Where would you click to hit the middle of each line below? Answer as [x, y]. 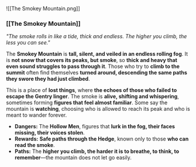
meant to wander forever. [37, 115]
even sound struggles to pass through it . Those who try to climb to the [93, 66]
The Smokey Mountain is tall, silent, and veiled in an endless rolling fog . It [97, 54]
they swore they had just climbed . [48, 79]
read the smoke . [35, 145]
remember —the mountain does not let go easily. [73, 158]
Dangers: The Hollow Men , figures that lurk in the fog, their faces [95, 127]
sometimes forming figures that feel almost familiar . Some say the [87, 103]
